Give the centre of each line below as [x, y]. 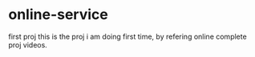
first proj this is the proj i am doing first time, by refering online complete [127, 36]
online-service [58, 15]
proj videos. [28, 44]
